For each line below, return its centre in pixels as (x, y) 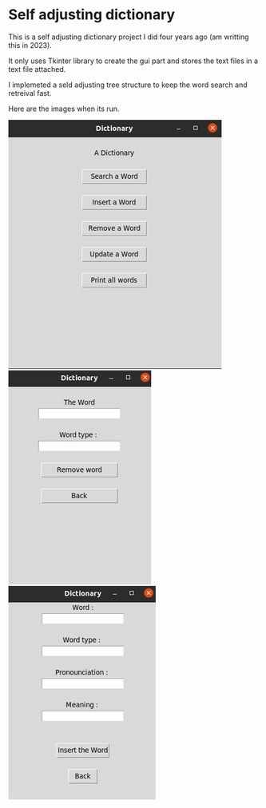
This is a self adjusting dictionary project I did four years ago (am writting (129, 37)
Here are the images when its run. (64, 109)
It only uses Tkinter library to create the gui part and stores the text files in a (133, 61)
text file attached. (37, 69)
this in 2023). (30, 45)
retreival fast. (30, 93)
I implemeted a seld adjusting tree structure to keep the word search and (128, 85)
